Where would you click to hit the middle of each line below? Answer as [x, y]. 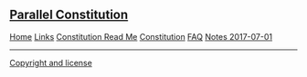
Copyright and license [51, 63]
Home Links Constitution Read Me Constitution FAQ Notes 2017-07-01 [141, 36]
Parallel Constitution [69, 15]
